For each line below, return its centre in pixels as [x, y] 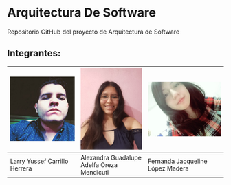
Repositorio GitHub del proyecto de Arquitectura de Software [93, 32]
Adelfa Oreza [99, 165]
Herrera [21, 168]
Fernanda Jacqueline [177, 161]
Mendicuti [95, 172]
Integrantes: [34, 53]
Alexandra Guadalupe [111, 157]
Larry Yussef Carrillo [39, 161]
